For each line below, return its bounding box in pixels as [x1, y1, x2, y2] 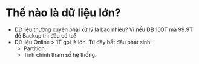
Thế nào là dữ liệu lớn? [5, 6, 121, 20]
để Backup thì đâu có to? [14, 32, 77, 39]
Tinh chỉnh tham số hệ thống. [23, 51, 97, 58]
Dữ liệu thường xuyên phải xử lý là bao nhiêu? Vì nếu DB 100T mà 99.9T [14, 26, 193, 33]
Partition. [23, 45, 47, 52]
